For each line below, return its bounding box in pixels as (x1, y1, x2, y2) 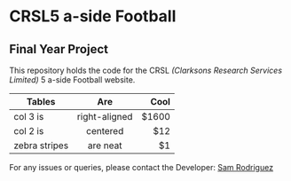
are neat (87, 139, 122, 152)
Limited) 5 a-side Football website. (9, 75, 136, 85)
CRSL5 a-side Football (9, 6, 177, 27)
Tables (26, 96, 56, 107)
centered (85, 125, 124, 137)
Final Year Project (9, 42, 109, 57)
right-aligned (76, 111, 133, 122)
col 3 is (13, 111, 44, 122)
